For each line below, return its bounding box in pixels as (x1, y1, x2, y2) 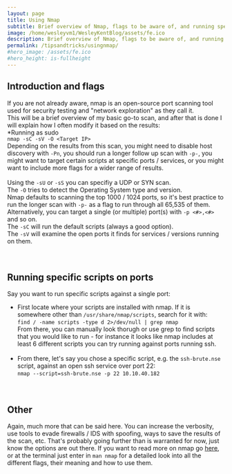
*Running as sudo (7, 128, 59, 137)
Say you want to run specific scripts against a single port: (7, 290, 171, 298)
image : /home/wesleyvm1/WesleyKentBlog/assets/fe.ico (7, 29, 166, 37)
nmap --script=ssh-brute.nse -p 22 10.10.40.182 (17, 371, 160, 377)
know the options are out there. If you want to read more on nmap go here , (7, 444, 220, 453)
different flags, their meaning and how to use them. (7, 459, 153, 467)
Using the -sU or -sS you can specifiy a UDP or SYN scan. (7, 178, 171, 186)
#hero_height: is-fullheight (7, 55, 91, 62)
